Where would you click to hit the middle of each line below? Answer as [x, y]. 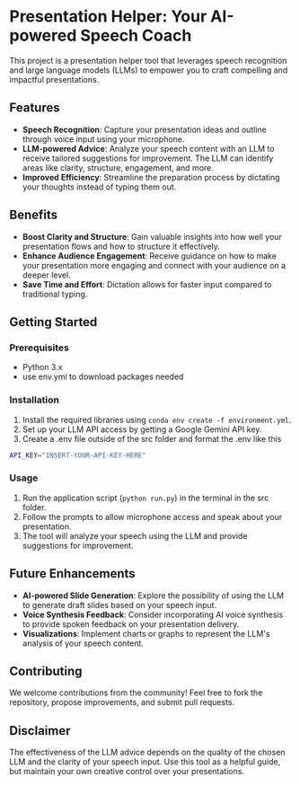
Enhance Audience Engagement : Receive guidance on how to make [149, 256]
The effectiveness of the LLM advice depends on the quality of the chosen [147, 753]
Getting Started [53, 322]
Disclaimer [40, 731]
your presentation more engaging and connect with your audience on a [154, 265]
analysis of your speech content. [83, 643]
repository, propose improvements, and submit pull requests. [122, 702]
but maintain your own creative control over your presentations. [127, 772]
